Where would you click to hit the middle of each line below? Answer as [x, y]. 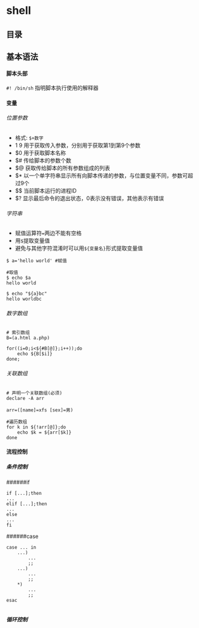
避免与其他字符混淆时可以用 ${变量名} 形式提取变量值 [79, 248]
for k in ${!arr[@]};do [36, 427]
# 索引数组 [18, 333]
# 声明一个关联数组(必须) [34, 393]
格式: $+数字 [29, 137]
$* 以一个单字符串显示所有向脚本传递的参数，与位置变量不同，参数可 [101, 175]
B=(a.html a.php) [28, 338]
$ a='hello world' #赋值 [37, 261]
